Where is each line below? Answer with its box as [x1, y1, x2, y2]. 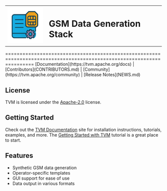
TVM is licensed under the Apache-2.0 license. [5, 99, 102, 105]
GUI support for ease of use [12, 175, 70, 181]
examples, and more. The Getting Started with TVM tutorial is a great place [5, 132, 159, 138]
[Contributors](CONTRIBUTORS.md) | [5, 66, 82, 72]
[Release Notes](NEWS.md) [83, 72, 141, 78]
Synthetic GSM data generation [12, 164, 77, 171]
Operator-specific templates [12, 170, 71, 176]
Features [5, 151, 33, 160]
